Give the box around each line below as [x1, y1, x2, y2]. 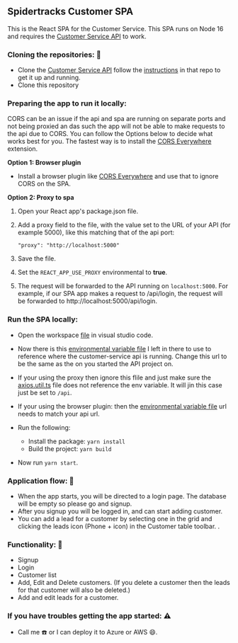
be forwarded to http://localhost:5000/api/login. [17, 297, 158, 305]
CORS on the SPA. [17, 180, 71, 188]
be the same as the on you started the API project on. [17, 359, 174, 368]
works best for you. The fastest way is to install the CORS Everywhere [7, 137, 212, 146]
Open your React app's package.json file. [17, 207, 139, 215]
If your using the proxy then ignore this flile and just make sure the [17, 373, 211, 382]
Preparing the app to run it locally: [7, 98, 127, 108]
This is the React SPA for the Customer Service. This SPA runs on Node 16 [7, 24, 224, 33]
